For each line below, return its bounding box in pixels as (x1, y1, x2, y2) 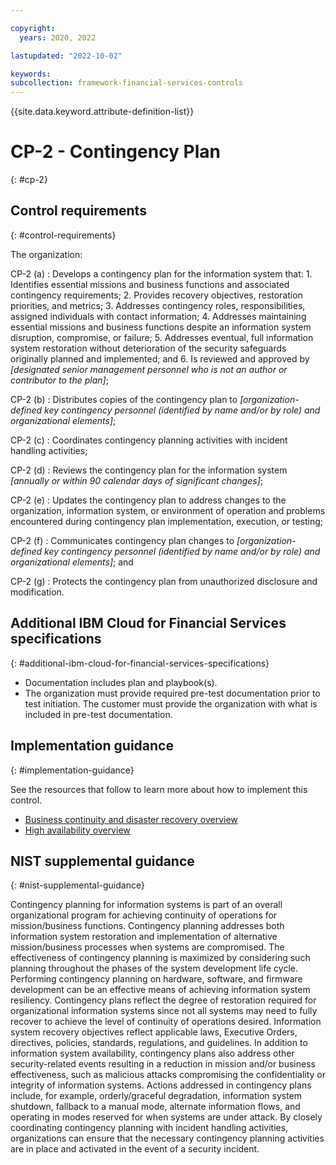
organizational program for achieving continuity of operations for (10, 909, 278, 921)
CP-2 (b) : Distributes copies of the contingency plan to (10, 393, 238, 405)
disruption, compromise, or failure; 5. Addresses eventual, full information (10, 331, 314, 343)
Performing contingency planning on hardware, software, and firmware (10, 973, 303, 985)
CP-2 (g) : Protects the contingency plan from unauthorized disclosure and (10, 575, 318, 587)
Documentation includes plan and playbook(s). (24, 676, 218, 688)
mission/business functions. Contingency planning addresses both (10, 920, 285, 932)
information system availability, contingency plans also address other (10, 1047, 295, 1060)
